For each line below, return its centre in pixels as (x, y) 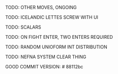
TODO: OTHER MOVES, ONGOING (41, 7)
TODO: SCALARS (23, 27)
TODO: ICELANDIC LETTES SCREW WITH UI (52, 17)
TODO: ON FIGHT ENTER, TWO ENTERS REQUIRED (59, 37)
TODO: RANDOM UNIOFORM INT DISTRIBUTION (56, 47)
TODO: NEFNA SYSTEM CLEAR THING (46, 57)
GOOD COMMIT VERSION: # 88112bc (44, 67)
